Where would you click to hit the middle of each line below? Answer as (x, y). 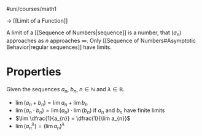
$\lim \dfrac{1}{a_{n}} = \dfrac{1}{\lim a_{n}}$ (73, 118)
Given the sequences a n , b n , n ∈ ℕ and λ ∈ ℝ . (65, 90)
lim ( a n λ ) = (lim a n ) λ (40, 126)
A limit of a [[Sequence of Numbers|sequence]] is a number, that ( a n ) (94, 33)
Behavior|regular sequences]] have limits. (59, 47)
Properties (34, 71)
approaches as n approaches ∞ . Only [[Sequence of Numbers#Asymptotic (101, 40)
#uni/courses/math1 (31, 9)
